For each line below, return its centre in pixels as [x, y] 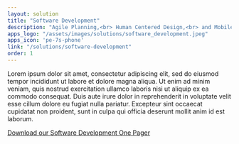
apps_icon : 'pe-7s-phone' [46, 40]
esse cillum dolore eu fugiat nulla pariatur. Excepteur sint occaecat [105, 104]
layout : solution [33, 14]
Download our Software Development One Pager [79, 133]
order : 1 [20, 54]
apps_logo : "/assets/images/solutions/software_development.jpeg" [108, 34]
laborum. [21, 118]
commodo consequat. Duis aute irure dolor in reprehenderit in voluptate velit [119, 96]
